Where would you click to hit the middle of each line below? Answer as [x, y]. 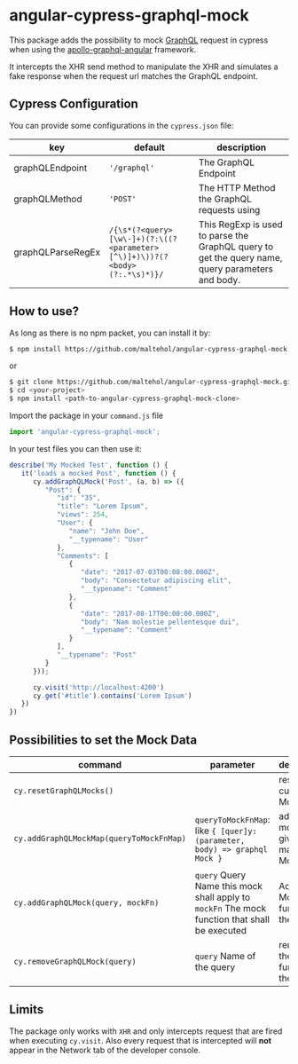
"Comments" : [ [82, 556]
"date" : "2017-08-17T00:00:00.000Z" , [150, 613]
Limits [27, 1009]
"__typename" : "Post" [97, 655]
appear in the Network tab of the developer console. [105, 1050]
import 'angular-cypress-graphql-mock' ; [85, 432]
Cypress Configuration [74, 104]
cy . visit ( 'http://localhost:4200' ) [98, 687]
